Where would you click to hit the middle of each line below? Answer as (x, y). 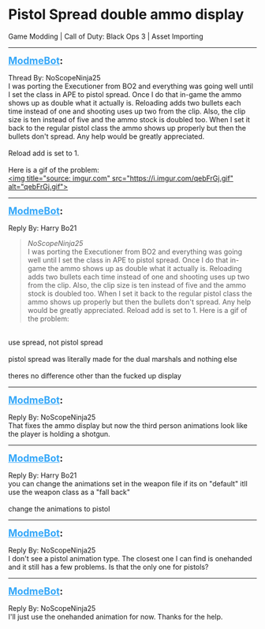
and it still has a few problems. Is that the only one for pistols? (108, 567)
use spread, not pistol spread (56, 342)
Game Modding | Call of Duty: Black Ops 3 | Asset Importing (106, 36)
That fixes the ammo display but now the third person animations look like (128, 425)
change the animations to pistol (59, 508)
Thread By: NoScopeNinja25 (54, 77)
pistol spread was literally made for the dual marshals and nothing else (123, 359)
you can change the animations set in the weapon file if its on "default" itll (128, 483)
